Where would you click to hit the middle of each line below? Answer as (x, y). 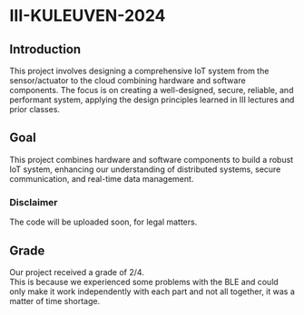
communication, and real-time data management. (102, 178)
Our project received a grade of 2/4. (77, 272)
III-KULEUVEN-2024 (88, 16)
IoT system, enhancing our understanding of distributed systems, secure (145, 169)
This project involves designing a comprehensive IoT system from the (139, 71)
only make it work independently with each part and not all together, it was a (152, 291)
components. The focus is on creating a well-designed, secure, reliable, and (152, 90)
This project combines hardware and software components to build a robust (152, 159)
